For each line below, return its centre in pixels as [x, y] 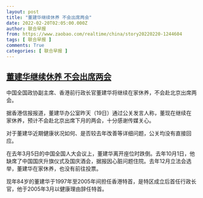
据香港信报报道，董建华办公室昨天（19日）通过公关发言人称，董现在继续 [96, 113]
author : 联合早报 [26, 29]
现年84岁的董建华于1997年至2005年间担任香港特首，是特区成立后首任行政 [99, 181]
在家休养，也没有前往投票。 [67, 169]
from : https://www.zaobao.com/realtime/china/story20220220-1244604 [94, 34]
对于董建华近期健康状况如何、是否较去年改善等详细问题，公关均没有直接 [96, 133]
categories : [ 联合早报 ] [37, 51]
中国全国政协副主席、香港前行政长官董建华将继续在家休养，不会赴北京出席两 [101, 92]
